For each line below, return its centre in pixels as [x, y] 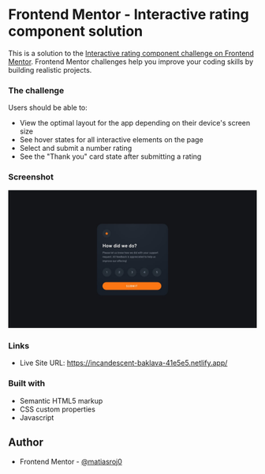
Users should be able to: [48, 107]
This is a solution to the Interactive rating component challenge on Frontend [131, 53]
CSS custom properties [58, 409]
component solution [76, 31]
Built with [27, 383]
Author [26, 443]
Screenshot [31, 177]
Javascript [37, 417]
